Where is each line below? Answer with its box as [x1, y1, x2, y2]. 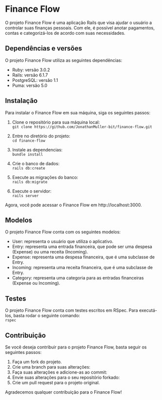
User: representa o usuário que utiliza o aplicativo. [12, 239, 114, 245]
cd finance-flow [12, 138, 45, 143]
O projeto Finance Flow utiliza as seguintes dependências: [5, 57, 122, 63]
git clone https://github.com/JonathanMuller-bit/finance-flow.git [12, 124, 152, 129]
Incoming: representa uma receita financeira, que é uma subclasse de [12, 265, 153, 271]
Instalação [5, 97, 38, 105]
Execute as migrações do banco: [12, 174, 79, 180]
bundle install [12, 152, 43, 157]
